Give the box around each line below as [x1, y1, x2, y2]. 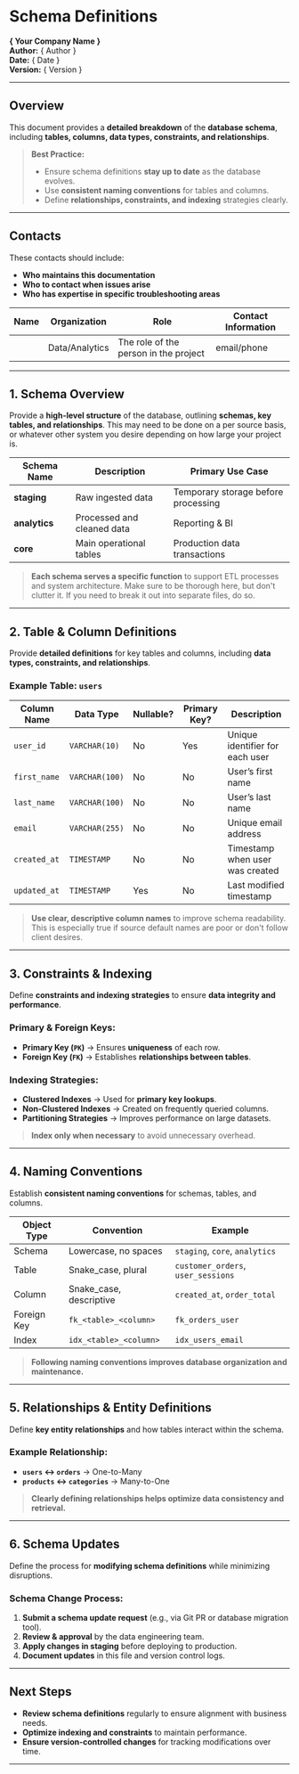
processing [173, 497, 221, 510]
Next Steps [9, 1684, 72, 1699]
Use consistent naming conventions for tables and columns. [44, 184, 270, 195]
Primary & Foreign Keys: [9, 1022, 116, 1034]
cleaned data [75, 523, 131, 535]
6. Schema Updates [9, 1537, 120, 1552]
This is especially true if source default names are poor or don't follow [30, 922, 289, 933]
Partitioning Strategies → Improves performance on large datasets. [21, 1112, 271, 1124]
